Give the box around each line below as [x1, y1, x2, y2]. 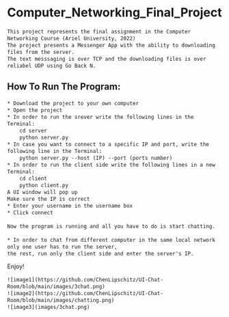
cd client [19, 175, 48, 182]
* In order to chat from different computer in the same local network [7, 236, 215, 243]
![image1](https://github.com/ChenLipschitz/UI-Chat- [7, 276, 164, 283]
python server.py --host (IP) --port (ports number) [19, 154, 173, 161]
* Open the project [7, 107, 63, 113]
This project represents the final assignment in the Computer [7, 28, 191, 35]
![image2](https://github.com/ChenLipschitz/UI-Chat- [7, 290, 164, 297]
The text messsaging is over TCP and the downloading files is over [7, 55, 206, 62]
